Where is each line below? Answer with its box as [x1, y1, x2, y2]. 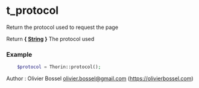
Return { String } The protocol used [6, 35, 95, 42]
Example [6, 50, 33, 58]
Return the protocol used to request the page [6, 24, 119, 31]
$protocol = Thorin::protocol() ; [17, 64, 101, 70]
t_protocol [6, 4, 59, 17]
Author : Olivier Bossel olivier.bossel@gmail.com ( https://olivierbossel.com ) [6, 75, 194, 82]
